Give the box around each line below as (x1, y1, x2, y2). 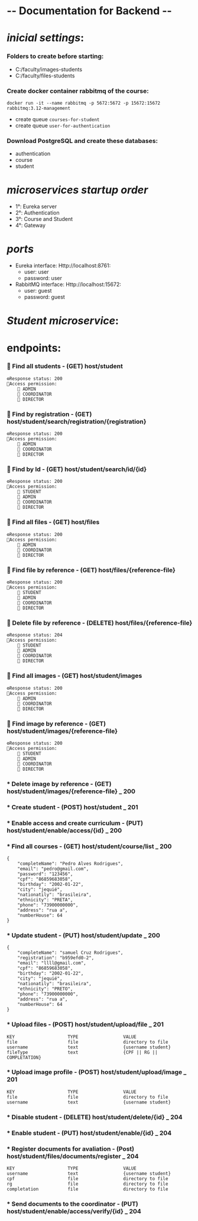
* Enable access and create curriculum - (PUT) (7, 819, 144, 827)
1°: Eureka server (15, 203, 57, 210)
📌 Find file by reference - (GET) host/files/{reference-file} (7, 566, 176, 574)
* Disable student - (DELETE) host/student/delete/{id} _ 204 (7, 1113, 183, 1121)
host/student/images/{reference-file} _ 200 (7, 787, 135, 795)
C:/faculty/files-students (15, 72, 75, 79)
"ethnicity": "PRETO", (17, 986, 73, 992)
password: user (24, 275, 63, 282)
